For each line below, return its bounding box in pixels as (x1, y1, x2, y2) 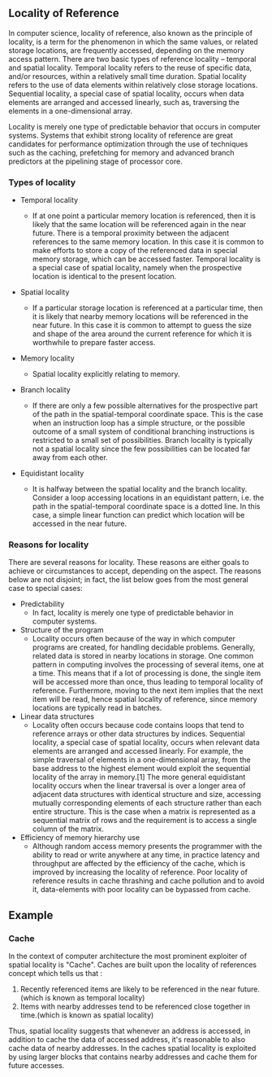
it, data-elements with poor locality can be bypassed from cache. (32, 885, 251, 895)
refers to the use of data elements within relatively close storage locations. (8, 80, 258, 90)
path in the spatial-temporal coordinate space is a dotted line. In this (32, 501, 261, 511)
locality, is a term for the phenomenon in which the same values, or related (8, 37, 258, 46)
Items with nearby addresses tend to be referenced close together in (19, 1001, 250, 1012)
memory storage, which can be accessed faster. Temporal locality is (32, 254, 261, 264)
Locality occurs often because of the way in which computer (32, 634, 235, 644)
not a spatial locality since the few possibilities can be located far (32, 444, 251, 454)
